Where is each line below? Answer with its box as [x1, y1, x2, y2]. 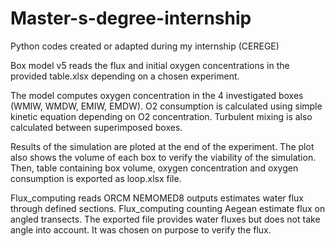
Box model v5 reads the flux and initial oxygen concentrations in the [10, 59, 290, 71]
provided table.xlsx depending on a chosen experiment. [10, 70, 240, 82]
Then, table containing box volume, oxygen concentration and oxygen [10, 162, 299, 174]
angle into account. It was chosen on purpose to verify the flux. [10, 223, 272, 236]
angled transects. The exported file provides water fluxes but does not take [10, 213, 321, 225]
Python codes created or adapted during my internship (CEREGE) [10, 40, 280, 52]
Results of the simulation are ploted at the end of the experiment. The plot [10, 140, 315, 152]
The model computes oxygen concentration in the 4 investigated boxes [10, 89, 304, 101]
